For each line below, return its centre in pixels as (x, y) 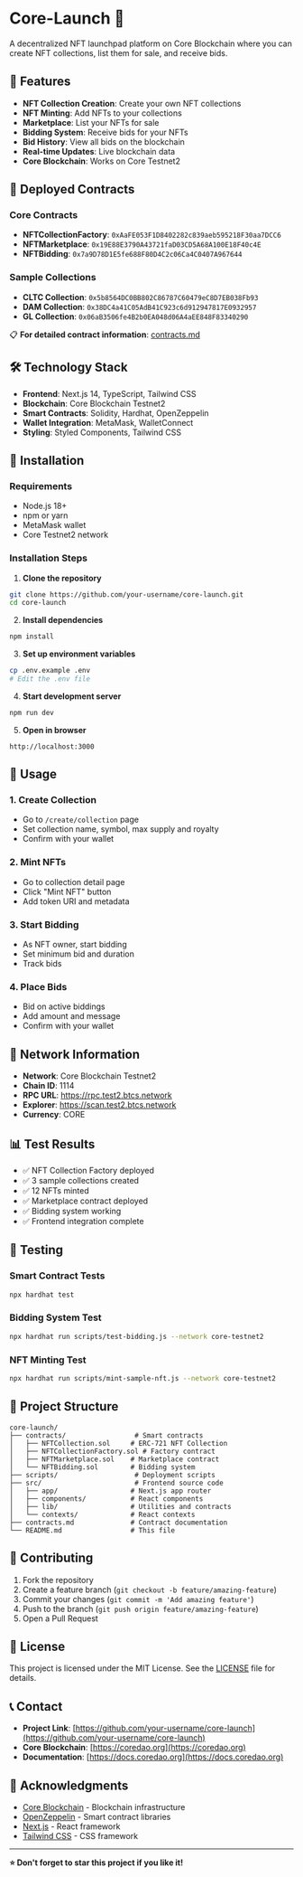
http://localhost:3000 (52, 746)
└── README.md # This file (92, 1530)
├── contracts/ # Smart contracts (106, 1435)
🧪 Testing (37, 1250)
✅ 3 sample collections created (81, 1180)
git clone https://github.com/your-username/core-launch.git (127, 594)
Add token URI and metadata (76, 901)
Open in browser (54, 730)
